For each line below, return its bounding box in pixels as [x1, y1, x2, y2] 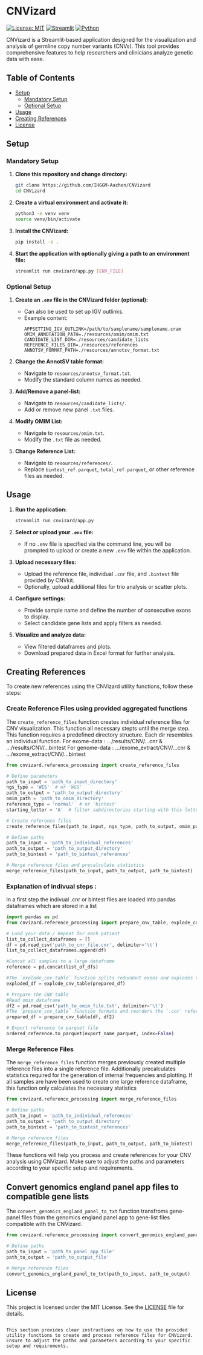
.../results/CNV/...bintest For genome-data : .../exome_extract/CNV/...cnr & [6, 744, 191, 751]
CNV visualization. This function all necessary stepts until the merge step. [6, 724, 190, 732]
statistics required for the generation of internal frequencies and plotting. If [6, 1072, 193, 1079]
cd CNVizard [14, 188, 45, 194]
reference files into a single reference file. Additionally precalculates [6, 1065, 176, 1073]
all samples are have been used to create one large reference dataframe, [6, 1078, 188, 1085]
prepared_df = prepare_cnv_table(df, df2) [6, 1014, 115, 1020]
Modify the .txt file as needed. [24, 436, 102, 443]
